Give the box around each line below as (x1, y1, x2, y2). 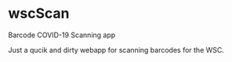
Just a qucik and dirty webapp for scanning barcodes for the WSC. (8, 45, 225, 54)
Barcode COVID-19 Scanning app (8, 30, 116, 40)
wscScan (8, 5, 70, 22)
